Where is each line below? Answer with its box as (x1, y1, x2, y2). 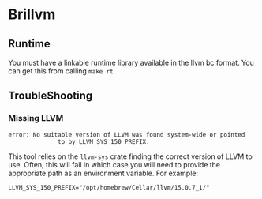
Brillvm (8, 6, 56, 24)
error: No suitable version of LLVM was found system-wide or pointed (8, 130, 245, 139)
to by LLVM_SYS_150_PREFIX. (58, 137, 150, 145)
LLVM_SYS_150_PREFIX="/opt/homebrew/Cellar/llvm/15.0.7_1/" (8, 183, 211, 191)
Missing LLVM (8, 113, 64, 124)
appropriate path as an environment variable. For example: (8, 168, 199, 178)
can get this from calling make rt (8, 66, 114, 76)
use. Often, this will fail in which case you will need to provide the (8, 160, 221, 169)
